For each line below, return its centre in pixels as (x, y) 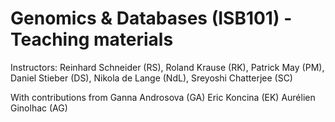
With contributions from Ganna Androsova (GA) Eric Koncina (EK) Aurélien (163, 97)
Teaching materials (92, 39)
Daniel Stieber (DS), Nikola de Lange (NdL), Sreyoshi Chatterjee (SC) (151, 78)
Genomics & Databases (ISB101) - (151, 18)
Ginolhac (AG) (39, 108)
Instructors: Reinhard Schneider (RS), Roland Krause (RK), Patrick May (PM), (167, 67)
